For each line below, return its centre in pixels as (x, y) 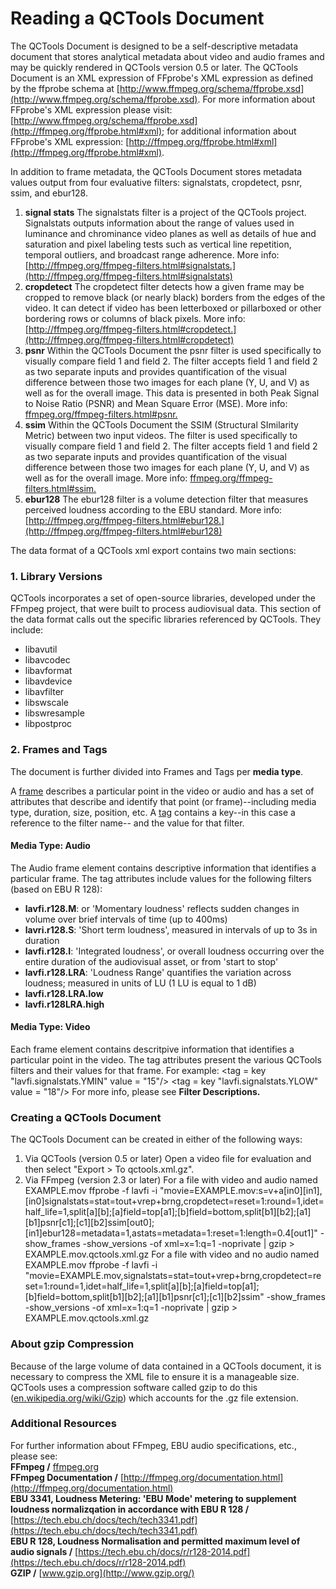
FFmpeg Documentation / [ (67, 1477)
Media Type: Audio (50, 846)
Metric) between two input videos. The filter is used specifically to (161, 435)
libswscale (46, 703)
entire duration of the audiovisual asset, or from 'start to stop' (151, 961)
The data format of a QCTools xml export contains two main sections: (153, 550)
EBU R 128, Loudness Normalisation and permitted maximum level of (155, 1541)
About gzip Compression (72, 1344)
